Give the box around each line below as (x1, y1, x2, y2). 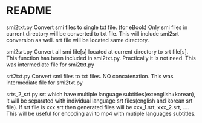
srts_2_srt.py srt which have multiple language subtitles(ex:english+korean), (6, 90, 196, 98)
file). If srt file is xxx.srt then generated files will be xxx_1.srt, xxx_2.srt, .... (6, 103, 189, 110)
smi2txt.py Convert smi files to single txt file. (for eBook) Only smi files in (6, 24, 188, 31)
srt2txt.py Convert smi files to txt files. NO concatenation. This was (6, 72, 174, 80)
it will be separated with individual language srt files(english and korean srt (6, 97, 193, 104)
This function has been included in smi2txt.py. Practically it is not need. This (6, 54, 197, 61)
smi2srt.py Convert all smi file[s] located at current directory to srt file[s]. (6, 48, 189, 55)
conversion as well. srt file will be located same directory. (6, 36, 149, 43)
